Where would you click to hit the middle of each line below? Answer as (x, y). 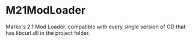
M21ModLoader (45, 10)
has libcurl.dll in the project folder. (48, 33)
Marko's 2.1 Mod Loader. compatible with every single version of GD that (96, 27)
